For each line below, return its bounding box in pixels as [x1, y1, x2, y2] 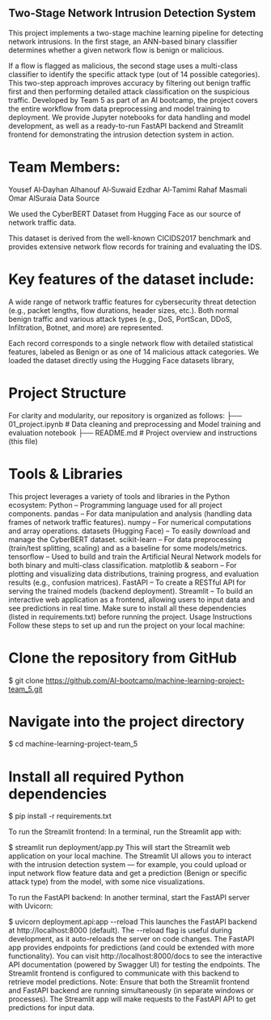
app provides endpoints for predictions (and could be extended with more [8, 942, 255, 953]
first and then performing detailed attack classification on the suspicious [8, 87, 250, 96]
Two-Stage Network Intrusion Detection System [8, 6, 256, 20]
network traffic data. [8, 218, 77, 227]
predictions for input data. [8, 1003, 95, 1013]
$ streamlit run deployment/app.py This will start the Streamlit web [8, 843, 231, 853]
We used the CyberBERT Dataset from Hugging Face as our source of [8, 209, 241, 218]
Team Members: [8, 158, 121, 176]
